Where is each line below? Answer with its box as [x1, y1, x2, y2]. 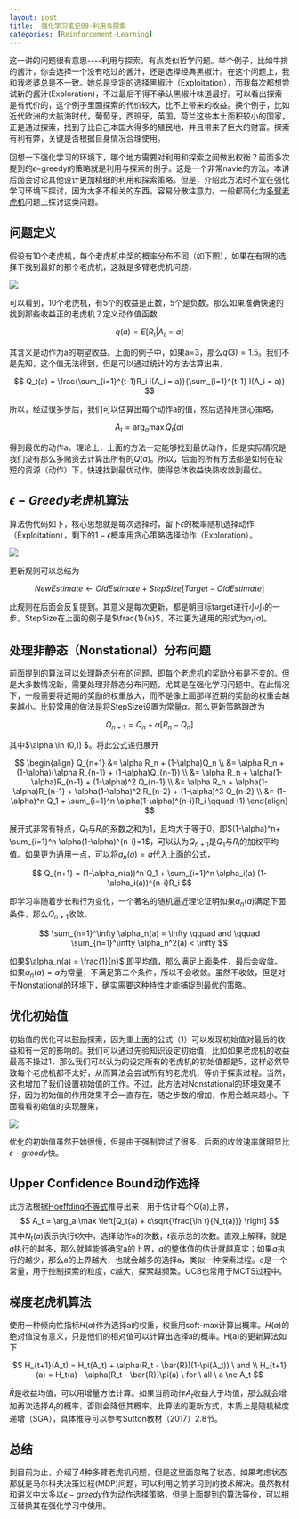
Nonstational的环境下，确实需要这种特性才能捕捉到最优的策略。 [16, 980, 251, 990]
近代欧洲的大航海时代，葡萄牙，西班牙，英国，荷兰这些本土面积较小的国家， [9, 111, 290, 121]
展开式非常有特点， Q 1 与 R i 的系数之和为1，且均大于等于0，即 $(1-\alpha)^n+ [9, 824, 281, 836]
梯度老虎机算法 [9, 1294, 92, 1310]
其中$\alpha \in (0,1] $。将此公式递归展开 [9, 740, 159, 750]
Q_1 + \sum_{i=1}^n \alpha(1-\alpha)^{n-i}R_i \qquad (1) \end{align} [46, 795, 289, 806]
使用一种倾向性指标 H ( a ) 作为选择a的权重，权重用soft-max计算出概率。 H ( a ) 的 [9, 1320, 290, 1331]
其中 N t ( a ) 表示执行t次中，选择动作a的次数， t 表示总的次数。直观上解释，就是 [9, 1231, 287, 1244]
